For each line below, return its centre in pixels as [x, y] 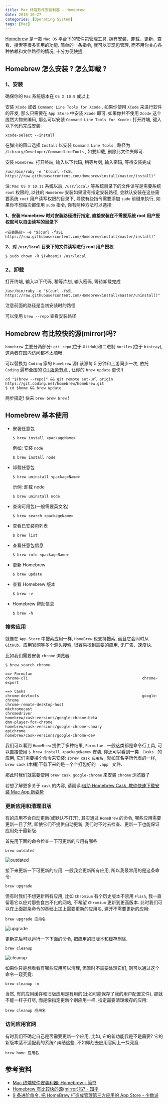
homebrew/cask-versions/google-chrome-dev [50, 736]
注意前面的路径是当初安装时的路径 [40, 306]
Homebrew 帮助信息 [33, 604]
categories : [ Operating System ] [39, 19]
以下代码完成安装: [24, 126]
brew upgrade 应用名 [26, 919]
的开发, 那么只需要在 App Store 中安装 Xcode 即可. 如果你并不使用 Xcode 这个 [83, 113]
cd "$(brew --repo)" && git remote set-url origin [59, 379]
